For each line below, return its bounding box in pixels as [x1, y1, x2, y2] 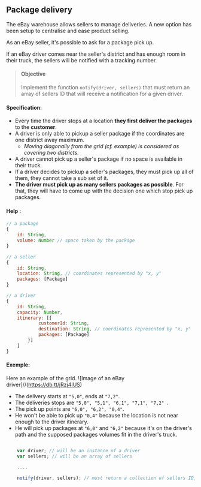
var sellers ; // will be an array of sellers [17, 453, 133, 459]
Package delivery [6, 5, 73, 15]
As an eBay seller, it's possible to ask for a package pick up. [6, 38, 154, 46]
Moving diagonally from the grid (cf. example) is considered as [23, 143, 179, 150]
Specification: [6, 104, 42, 111]
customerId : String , [38, 320, 90, 326]
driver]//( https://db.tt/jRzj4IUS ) [6, 381, 83, 388]
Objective [20, 70, 46, 77]
